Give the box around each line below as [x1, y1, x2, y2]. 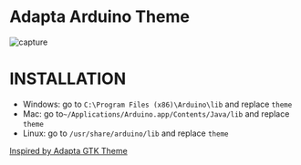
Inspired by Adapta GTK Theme [9, 145, 128, 156]
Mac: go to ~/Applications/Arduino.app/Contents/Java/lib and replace [22, 108, 290, 119]
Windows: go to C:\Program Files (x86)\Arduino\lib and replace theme [22, 98, 293, 109]
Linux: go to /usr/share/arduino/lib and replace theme [22, 128, 229, 139]
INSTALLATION [9, 68, 126, 89]
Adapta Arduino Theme [9, 6, 190, 27]
